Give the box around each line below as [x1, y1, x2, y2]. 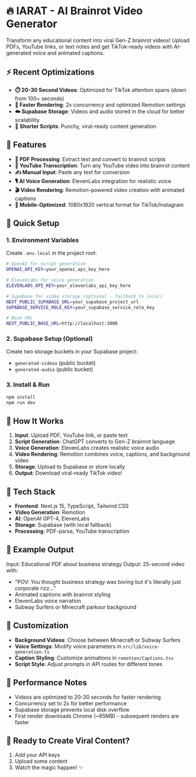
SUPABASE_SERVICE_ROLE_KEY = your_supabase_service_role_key [6, 304, 155, 311]
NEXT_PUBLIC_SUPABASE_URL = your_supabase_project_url [6, 299, 139, 305]
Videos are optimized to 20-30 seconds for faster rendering [14, 693, 161, 701]
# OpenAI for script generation [6, 261, 86, 267]
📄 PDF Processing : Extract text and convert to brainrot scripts [14, 155, 166, 162]
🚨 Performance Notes [6, 677, 88, 688]
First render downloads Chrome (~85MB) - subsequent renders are [14, 712, 179, 720]
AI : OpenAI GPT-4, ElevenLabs [14, 515, 90, 522]
